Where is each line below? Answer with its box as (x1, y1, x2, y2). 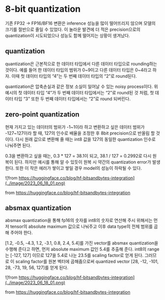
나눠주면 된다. (5, 142, 32, 148)
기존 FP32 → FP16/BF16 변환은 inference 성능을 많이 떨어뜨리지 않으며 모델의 (5, 20, 156, 26)
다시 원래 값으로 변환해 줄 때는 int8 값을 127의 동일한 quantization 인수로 (15, 136, 156, 142)
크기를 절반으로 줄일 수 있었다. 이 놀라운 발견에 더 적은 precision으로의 (5, 26, 140, 32)
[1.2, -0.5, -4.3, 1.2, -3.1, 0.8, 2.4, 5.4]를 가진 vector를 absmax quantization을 (5, 240, 159, 246)
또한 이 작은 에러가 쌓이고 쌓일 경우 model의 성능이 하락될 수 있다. (15, 165, 142, 171)
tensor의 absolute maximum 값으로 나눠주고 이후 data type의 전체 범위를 (10, 223, 153, 229)
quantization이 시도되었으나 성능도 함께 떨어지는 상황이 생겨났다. (5, 32, 131, 38)
